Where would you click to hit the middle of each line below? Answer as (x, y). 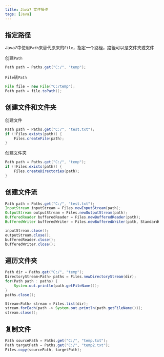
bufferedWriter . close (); (30, 244)
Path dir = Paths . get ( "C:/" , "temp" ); (44, 272)
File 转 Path (16, 77)
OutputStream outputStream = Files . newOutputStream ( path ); (66, 213)
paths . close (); (20, 295)
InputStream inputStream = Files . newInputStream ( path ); (63, 208)
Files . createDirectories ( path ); (47, 171)
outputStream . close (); (28, 235)
